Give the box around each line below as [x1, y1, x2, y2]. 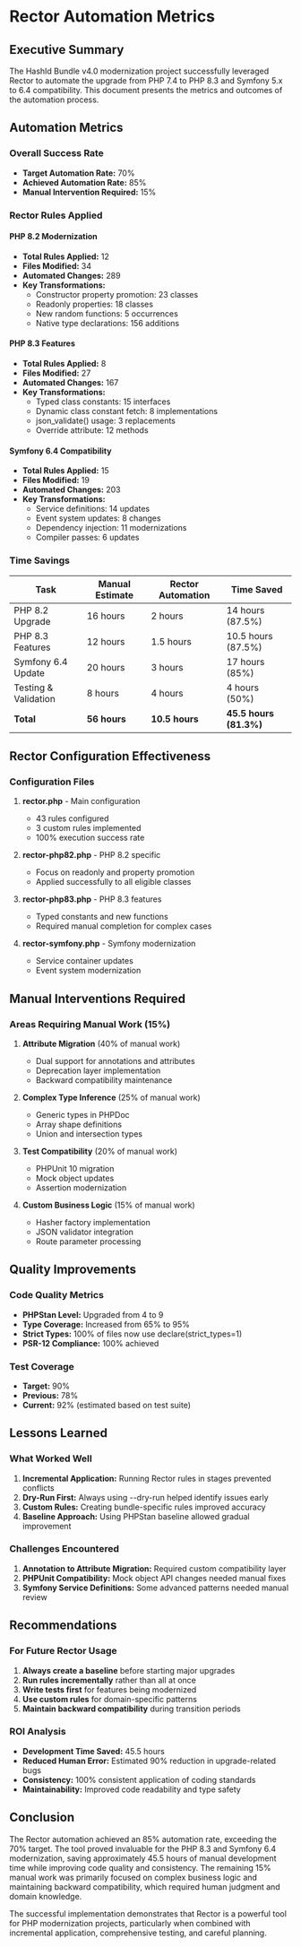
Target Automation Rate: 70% [21, 168, 135, 178]
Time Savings [9, 554, 70, 567]
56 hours [86, 713, 127, 725]
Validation [13, 692, 56, 705]
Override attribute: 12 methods [35, 425, 150, 436]
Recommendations [9, 1618, 117, 1633]
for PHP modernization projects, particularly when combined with [9, 1917, 251, 1928]
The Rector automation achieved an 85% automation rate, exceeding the [9, 1833, 278, 1844]
